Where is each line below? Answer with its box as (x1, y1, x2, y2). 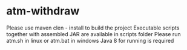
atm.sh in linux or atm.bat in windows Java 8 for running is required (6, 37, 174, 44)
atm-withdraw (6, 4, 80, 18)
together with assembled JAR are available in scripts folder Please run (6, 30, 181, 37)
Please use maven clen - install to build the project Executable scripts (6, 24, 180, 31)
